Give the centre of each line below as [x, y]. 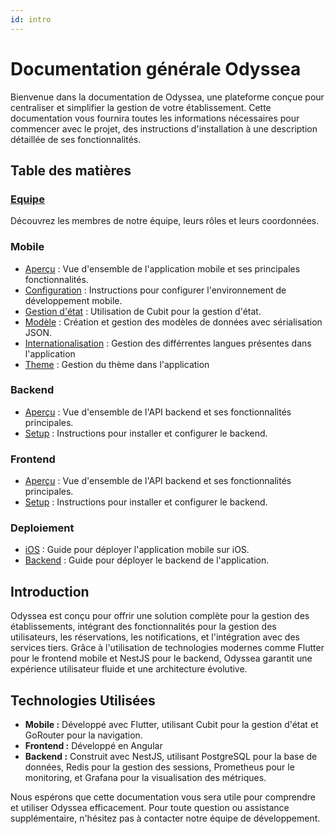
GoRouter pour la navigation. [83, 735]
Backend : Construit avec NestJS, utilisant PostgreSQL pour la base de [171, 757]
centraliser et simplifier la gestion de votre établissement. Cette [141, 107]
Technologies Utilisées [83, 700]
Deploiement [42, 528]
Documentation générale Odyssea [156, 68]
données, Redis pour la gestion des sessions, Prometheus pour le [159, 767]
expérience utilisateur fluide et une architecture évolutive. [129, 669]
